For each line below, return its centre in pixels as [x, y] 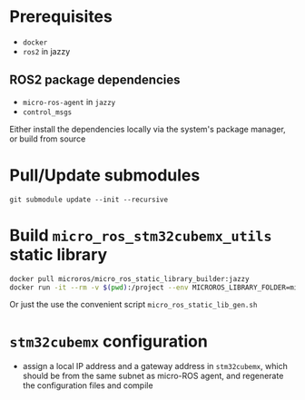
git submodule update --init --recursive [89, 200]
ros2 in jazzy [46, 51]
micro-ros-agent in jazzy [69, 102]
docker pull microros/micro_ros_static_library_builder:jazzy [129, 278]
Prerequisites [61, 17]
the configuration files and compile [88, 385]
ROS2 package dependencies [95, 80]
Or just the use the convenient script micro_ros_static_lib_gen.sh [133, 305]
